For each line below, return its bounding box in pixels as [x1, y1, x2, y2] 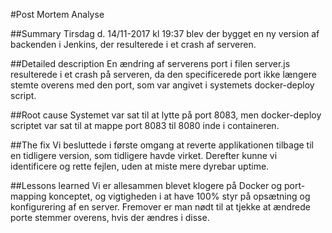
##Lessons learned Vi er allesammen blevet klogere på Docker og [10, 180, 283, 191]
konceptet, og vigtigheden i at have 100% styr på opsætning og [48, 190, 311, 202]
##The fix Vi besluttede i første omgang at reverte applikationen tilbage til [10, 139, 314, 151]
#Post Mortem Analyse [10, 9, 105, 20]
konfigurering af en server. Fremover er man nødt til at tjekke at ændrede [10, 201, 311, 213]
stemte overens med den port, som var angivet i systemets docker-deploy [10, 79, 315, 91]
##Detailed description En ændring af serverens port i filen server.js [10, 58, 291, 69]
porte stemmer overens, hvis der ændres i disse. [10, 212, 210, 223]
